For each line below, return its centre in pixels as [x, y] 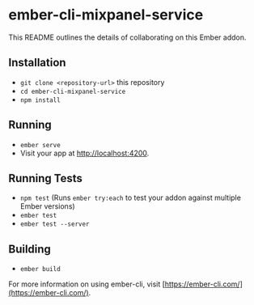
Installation [37, 63]
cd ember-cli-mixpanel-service [73, 91]
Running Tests [45, 178]
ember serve [40, 145]
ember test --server [55, 224]
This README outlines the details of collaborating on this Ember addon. [127, 37]
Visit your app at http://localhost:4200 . [85, 153]
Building [30, 249]
